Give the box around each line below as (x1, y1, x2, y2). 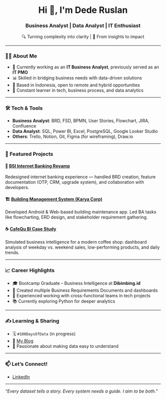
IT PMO (12, 69, 28, 75)
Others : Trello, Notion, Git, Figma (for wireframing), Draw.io (12, 133, 133, 139)
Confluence (12, 123, 37, 129)
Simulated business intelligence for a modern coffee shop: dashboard (5, 239, 147, 245)
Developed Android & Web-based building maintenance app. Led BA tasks (5, 209, 157, 215)
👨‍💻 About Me (5, 53, 37, 60)
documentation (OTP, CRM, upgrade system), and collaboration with (5, 179, 144, 185)
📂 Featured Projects (5, 151, 53, 157)
